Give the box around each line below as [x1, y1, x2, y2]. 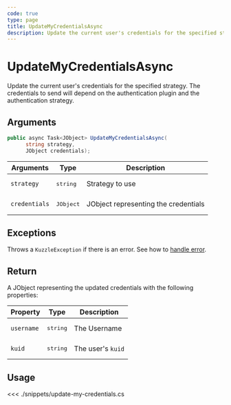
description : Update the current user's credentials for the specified [7, 29, 217, 37]
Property [10, 307, 41, 317]
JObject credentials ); [25, 147, 91, 154]
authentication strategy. [7, 96, 74, 105]
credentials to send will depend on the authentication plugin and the [7, 89, 200, 97]
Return [7, 265, 37, 277]
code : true [7, 10, 38, 17]
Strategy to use [86, 179, 136, 189]
